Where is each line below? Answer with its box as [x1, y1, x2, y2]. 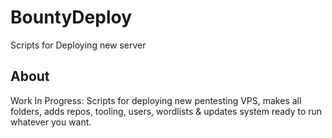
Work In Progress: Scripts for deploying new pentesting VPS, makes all [10, 94, 302, 106]
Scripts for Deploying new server [10, 39, 147, 51]
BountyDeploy [10, 6, 133, 29]
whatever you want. [10, 116, 92, 128]
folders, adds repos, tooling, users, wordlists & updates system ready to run [10, 105, 323, 117]
